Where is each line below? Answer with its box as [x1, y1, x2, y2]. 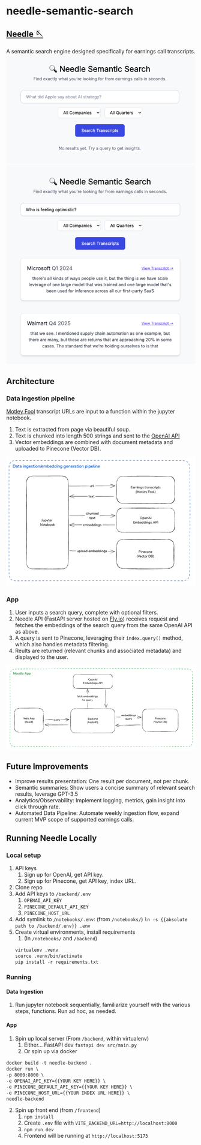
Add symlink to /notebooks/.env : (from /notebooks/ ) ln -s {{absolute [14, 916, 188, 923]
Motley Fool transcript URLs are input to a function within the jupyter [6, 407, 175, 415]
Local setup [6, 851, 41, 859]
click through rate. [14, 803, 61, 810]
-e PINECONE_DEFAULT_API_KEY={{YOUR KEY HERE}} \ [6, 1084, 133, 1090]
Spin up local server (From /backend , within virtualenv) [14, 1035, 149, 1042]
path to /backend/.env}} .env [14, 923, 91, 930]
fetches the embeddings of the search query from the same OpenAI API [14, 622, 193, 629]
